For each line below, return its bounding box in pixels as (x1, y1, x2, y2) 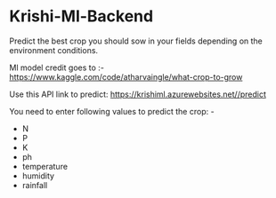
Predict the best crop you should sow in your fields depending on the (9, 36, 263, 46)
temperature (21, 161, 69, 171)
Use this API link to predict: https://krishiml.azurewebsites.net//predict (9, 89, 267, 99)
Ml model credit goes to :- (9, 62, 105, 73)
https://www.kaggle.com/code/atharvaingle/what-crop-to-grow (9, 71, 243, 82)
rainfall (21, 179, 48, 190)
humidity (21, 170, 55, 181)
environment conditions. (9, 44, 99, 55)
